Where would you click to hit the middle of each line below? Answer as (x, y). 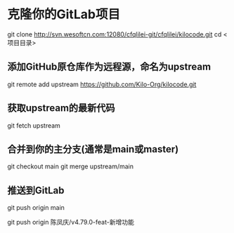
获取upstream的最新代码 (61, 108)
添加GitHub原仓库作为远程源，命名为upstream (109, 67)
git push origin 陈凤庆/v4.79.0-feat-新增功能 (71, 222)
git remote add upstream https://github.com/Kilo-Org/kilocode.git (102, 84)
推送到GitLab (36, 190)
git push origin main (36, 208)
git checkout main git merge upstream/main (70, 166)
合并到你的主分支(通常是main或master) (93, 149)
